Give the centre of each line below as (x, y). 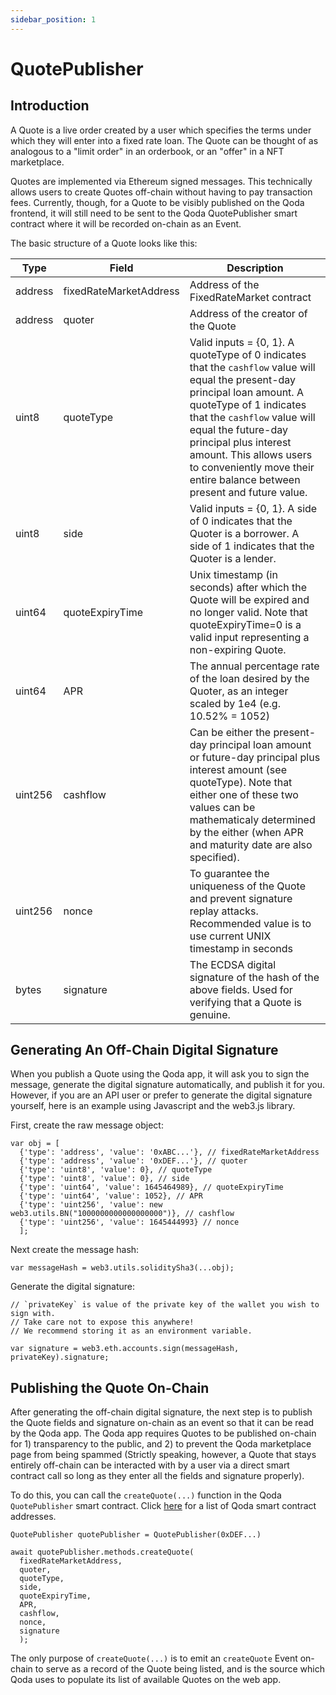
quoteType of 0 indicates (248, 354)
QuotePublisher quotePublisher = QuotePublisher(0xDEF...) (136, 1535)
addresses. (33, 1517)
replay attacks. (224, 911)
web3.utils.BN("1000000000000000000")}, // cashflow (122, 1214)
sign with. (33, 1314)
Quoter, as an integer (239, 691)
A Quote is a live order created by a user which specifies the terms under (161, 130)
